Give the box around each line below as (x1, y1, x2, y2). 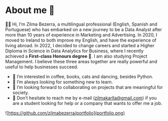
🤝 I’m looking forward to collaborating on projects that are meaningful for (12, 84, 163, 90)
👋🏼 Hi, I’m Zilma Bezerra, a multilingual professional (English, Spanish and (5, 21, 157, 27)
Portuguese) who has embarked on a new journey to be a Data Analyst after (5, 26, 162, 32)
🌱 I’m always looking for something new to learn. (12, 79, 113, 85)
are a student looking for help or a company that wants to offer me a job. (12, 100, 162, 106)
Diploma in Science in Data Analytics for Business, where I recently (5, 48, 144, 54)
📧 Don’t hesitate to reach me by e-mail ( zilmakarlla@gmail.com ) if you (12, 95, 157, 101)
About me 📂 (5, 5, 55, 16)
